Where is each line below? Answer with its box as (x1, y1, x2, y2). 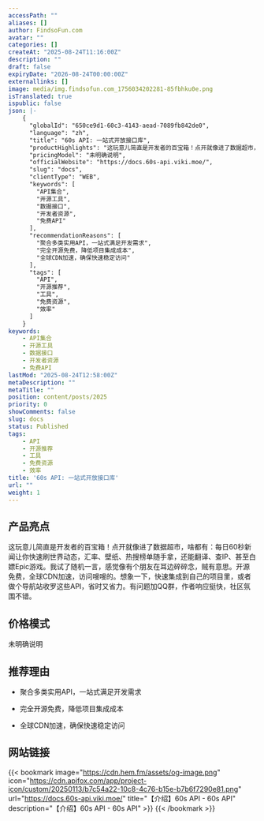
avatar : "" (8, 33, 44, 42)
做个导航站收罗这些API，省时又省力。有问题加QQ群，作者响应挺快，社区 (8, 582, 244, 591)
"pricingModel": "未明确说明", (28, 151, 126, 159)
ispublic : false (8, 99, 61, 107)
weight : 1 (8, 489, 41, 497)
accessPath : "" (8, 11, 58, 20)
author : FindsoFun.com (8, 26, 83, 34)
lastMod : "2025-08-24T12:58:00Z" (8, 371, 118, 379)
